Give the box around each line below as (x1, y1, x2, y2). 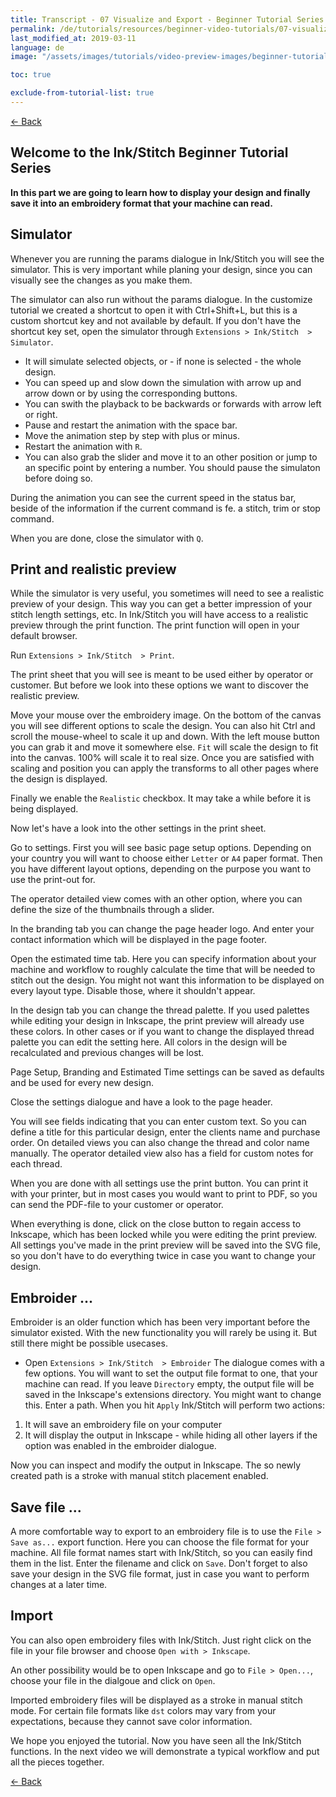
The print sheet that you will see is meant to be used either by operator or (10, 669, 314, 681)
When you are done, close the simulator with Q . (10, 532, 204, 544)
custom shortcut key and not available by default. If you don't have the (10, 314, 302, 326)
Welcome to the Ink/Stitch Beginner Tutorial (10, 144, 289, 161)
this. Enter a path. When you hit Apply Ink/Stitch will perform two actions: (24, 1399, 325, 1411)
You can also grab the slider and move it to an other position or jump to (24, 451, 318, 463)
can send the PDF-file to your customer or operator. (10, 1199, 224, 1211)
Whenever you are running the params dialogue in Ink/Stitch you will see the (10, 252, 325, 265)
